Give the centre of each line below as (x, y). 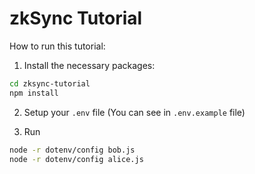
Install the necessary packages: (89, 65)
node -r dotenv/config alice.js (76, 159)
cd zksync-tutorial (50, 83)
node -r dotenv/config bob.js (72, 150)
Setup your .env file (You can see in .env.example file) (134, 112)
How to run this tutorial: (57, 46)
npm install (34, 93)
